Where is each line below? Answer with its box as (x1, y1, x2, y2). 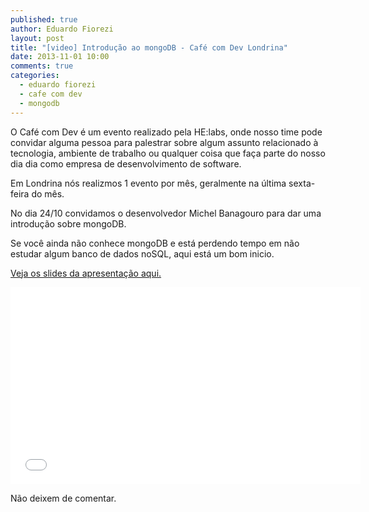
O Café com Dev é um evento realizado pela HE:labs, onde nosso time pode (10, 126, 323, 138)
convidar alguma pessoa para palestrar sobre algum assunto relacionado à (10, 136, 319, 148)
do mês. (31, 187, 65, 200)
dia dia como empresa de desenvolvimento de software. (10, 157, 242, 170)
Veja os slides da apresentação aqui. (10, 267, 162, 279)
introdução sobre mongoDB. (10, 217, 127, 230)
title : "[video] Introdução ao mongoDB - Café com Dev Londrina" (10, 42, 288, 53)
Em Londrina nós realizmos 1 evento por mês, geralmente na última (10, 177, 287, 189)
